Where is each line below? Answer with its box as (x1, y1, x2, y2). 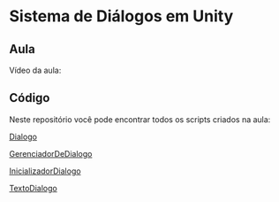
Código (9, 90, 50, 105)
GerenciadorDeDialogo (9, 148, 93, 159)
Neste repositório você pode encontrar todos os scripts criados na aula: (9, 113, 271, 125)
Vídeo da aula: (9, 65, 62, 75)
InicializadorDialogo (9, 166, 81, 176)
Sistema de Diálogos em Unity (9, 6, 234, 27)
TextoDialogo (9, 183, 57, 193)
